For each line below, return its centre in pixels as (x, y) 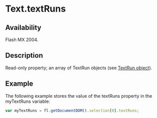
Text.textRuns (35, 9)
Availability (23, 28)
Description (24, 55)
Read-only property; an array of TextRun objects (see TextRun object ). (79, 68)
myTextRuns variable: (28, 101)
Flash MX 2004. (22, 40)
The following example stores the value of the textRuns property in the (79, 96)
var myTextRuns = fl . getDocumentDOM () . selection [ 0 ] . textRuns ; (72, 110)
